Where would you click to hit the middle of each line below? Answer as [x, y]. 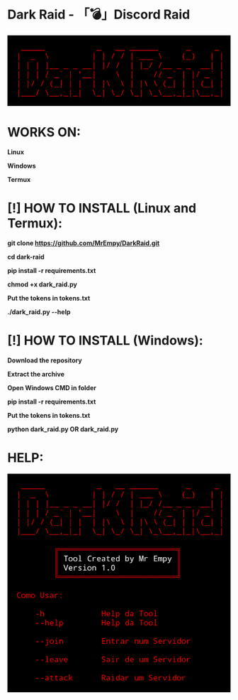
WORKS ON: [44, 133]
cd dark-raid [26, 257]
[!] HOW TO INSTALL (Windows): [105, 341]
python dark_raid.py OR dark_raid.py [63, 429]
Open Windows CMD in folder [52, 387]
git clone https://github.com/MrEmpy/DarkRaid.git [84, 243]
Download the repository [45, 360]
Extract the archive [36, 374]
